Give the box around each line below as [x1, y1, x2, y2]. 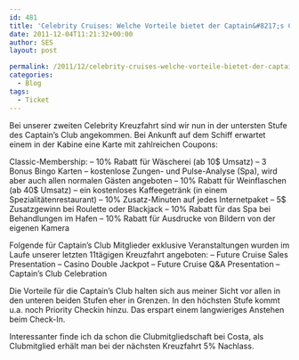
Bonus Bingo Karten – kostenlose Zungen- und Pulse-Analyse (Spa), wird [9, 166, 278, 176]
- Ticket [17, 95, 50, 104]
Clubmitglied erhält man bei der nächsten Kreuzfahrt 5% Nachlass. [9, 340, 255, 351]
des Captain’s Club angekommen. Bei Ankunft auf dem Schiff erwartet [9, 129, 266, 140]
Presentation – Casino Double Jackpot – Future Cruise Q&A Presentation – [9, 258, 280, 269]
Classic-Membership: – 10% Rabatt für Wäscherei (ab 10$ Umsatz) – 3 [9, 156, 267, 167]
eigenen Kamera [9, 222, 69, 233]
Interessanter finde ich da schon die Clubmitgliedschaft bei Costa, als [9, 331, 264, 341]
